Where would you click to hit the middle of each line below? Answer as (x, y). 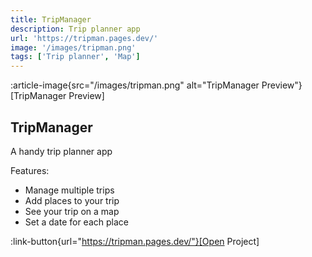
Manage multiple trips (69, 190)
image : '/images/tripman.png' (73, 47)
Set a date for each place (76, 222)
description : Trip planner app (75, 29)
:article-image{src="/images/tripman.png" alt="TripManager (135, 85)
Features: (30, 170)
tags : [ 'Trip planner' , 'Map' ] (75, 57)
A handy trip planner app (61, 151)
